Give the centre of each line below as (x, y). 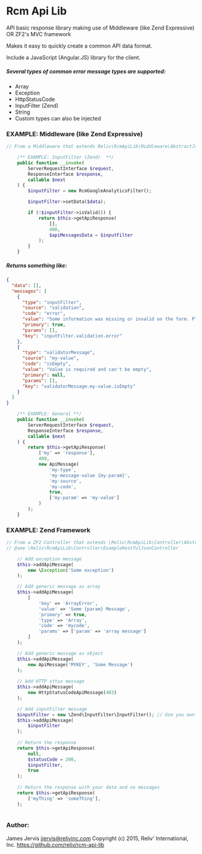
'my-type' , (63, 470)
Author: (18, 825)
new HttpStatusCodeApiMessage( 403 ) (72, 693)
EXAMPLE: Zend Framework (48, 530)
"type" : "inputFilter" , (52, 302)
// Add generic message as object (60, 653)
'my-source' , (66, 481)
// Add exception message (50, 559)
